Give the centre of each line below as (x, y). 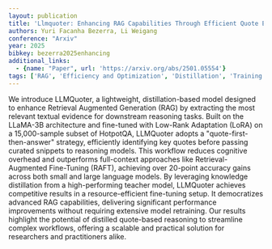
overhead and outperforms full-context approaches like (101, 159)
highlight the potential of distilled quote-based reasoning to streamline (125, 219)
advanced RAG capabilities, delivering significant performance (113, 202)
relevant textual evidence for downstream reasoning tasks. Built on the (126, 116)
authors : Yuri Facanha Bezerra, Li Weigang (83, 31)
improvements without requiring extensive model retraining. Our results (127, 210)
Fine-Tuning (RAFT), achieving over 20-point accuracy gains (150, 167)
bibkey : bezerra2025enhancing (59, 53)
